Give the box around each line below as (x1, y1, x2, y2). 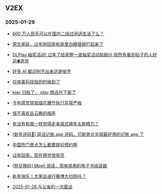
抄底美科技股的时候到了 (12, 78, 60, 84)
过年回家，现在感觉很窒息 (12, 152, 65, 158)
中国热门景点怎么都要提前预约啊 (12, 142, 78, 148)
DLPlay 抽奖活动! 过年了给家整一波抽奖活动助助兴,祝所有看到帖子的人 (12, 51, 153, 57)
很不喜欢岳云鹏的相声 (12, 110, 56, 116)
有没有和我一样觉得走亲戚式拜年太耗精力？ (12, 120, 99, 126)
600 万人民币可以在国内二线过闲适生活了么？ (12, 31, 105, 37)
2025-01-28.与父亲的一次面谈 (12, 184, 73, 190)
